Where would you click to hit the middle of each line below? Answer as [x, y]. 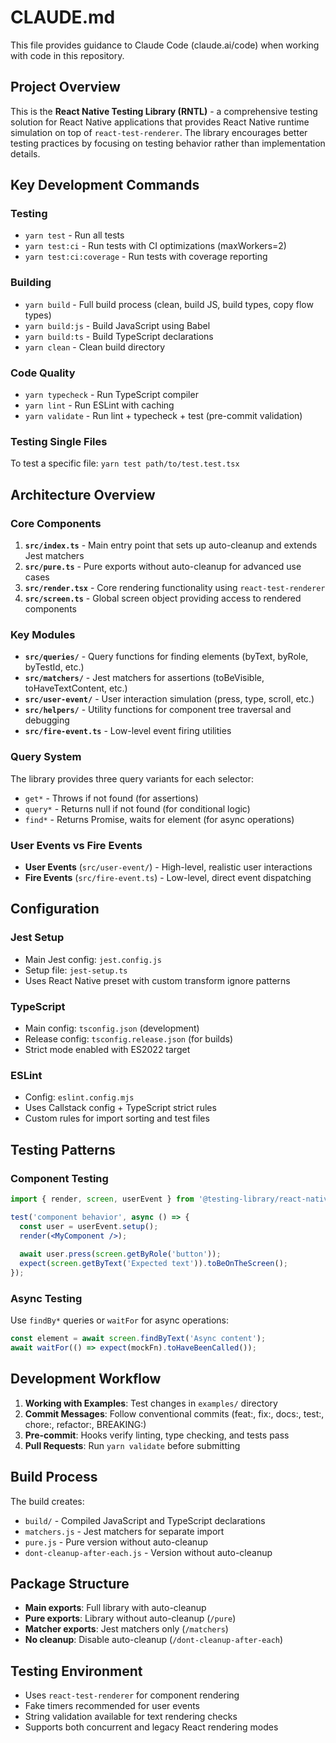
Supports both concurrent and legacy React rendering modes [151, 1727]
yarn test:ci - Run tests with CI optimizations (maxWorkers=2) [155, 246]
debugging [47, 720]
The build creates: [47, 1501]
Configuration [55, 909]
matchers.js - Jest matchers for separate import [124, 1531]
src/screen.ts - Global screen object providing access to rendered [163, 598]
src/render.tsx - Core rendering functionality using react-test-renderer [175, 588]
